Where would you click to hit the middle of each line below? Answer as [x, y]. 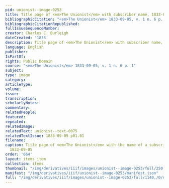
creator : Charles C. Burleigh [37, 33]
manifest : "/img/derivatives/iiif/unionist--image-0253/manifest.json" [82, 173]
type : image [18, 75]
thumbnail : [17, 168]
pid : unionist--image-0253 [33, 10]
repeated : [16, 122]
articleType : [19, 84]
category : [16, 80]
